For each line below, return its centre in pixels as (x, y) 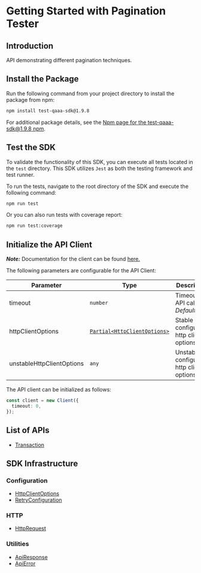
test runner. (20, 174)
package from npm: (31, 99)
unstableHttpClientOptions (47, 363)
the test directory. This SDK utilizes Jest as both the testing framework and (99, 168)
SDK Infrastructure (42, 463)
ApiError (25, 563)
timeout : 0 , (27, 406)
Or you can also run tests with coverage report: (64, 215)
